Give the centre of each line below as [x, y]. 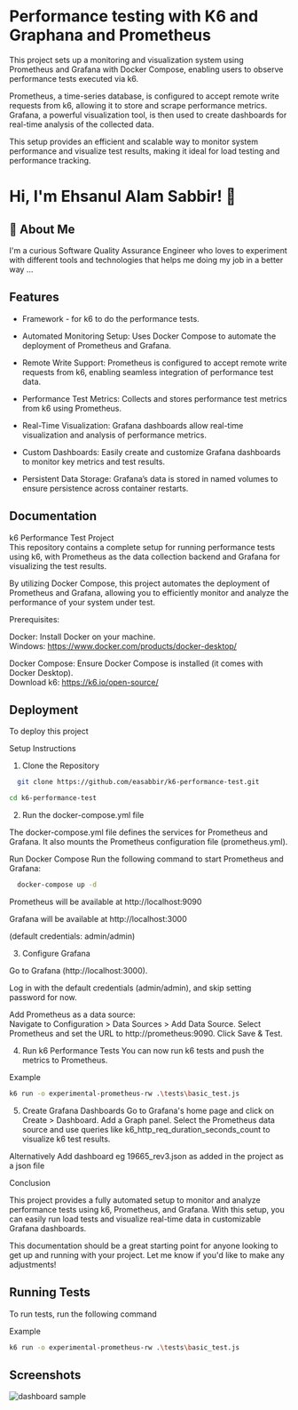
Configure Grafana [56, 953]
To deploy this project [49, 732]
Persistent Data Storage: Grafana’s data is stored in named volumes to [150, 478]
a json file [27, 1166]
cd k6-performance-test [53, 798]
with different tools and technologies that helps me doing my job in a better [146, 260]
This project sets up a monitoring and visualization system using [126, 60]
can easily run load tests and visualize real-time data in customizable [135, 1219]
